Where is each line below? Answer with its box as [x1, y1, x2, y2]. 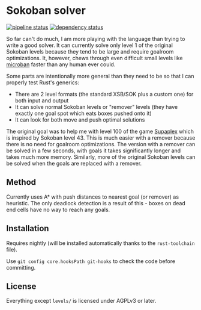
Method [6, 177, 37, 187]
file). [6, 246, 18, 253]
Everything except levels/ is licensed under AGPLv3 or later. [6, 297, 157, 305]
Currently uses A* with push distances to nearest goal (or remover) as [6, 193, 179, 200]
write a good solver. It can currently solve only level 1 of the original [6, 42, 173, 49]
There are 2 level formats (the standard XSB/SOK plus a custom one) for [14, 90, 194, 98]
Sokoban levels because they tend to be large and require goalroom [6, 48, 174, 55]
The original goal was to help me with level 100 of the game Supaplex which [6, 128, 194, 135]
